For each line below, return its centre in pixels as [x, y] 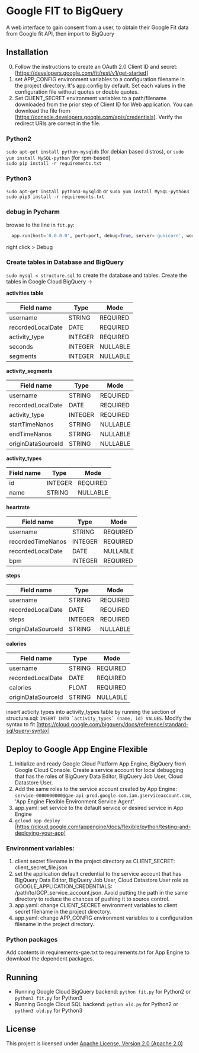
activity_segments [29, 371]
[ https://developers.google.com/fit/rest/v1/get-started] [81, 73]
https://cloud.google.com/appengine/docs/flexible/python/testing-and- [104, 827]
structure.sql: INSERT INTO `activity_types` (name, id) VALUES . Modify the [99, 718]
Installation [27, 52]
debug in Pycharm [33, 212]
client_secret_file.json [41, 867]
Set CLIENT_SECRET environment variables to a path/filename [91, 98]
